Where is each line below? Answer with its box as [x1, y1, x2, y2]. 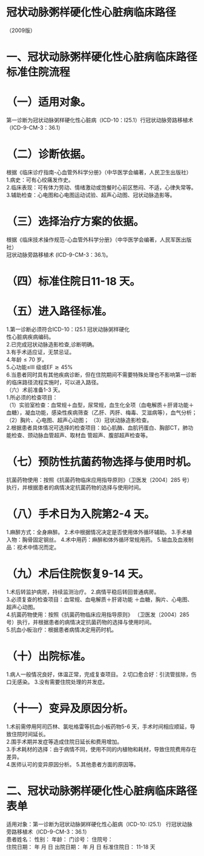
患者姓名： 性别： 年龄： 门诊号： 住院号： [6, 835, 113, 843]
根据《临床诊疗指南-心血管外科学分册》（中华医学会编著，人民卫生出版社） [6, 169, 192, 176]
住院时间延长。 [11, 730, 49, 737]
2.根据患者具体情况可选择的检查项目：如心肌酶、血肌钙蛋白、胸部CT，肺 [6, 424, 188, 432]
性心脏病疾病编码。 [6, 334, 54, 341]
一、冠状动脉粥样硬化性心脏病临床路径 [6, 50, 198, 64]
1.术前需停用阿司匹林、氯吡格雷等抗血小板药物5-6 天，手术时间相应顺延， [6, 723, 191, 730]
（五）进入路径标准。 [6, 305, 113, 318]
